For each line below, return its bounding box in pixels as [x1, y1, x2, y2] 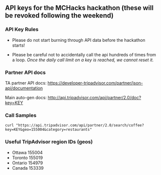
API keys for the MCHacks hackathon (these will [5, 4, 154, 12]
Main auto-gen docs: [5, 94, 47, 100]
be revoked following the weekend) [5, 12, 114, 20]
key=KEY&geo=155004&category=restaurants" [5, 127, 92, 132]
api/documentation [5, 85, 43, 91]
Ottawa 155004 [12, 149, 43, 155]
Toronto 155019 [12, 155, 43, 160]
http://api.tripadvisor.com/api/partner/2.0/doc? [48, 94, 142, 100]
